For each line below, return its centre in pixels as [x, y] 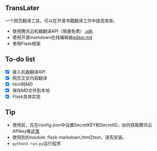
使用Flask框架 [26, 43]
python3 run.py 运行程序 [37, 143]
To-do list [20, 59]
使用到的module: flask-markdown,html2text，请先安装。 [69, 137]
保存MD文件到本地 [31, 90]
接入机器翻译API [29, 72]
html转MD [22, 84]
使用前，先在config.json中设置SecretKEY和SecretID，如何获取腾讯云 [82, 125]
